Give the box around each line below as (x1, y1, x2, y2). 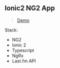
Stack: (4, 27, 18, 33)
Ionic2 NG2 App (4, 4, 55, 12)
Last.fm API (11, 57, 36, 64)
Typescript (11, 47, 34, 53)
